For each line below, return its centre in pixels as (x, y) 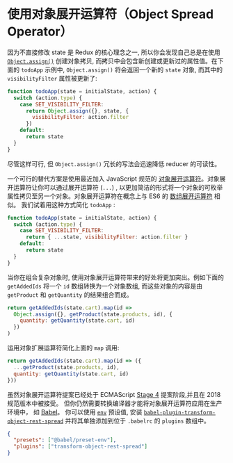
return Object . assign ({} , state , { (77, 111)
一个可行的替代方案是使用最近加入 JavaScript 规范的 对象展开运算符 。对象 (114, 179)
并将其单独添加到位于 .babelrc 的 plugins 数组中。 (137, 421)
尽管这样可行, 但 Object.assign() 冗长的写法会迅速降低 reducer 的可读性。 (114, 163)
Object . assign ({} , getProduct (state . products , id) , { (93, 314)
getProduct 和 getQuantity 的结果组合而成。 (70, 294)
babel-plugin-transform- (179, 412)
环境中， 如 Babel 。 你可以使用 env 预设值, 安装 (75, 412)
